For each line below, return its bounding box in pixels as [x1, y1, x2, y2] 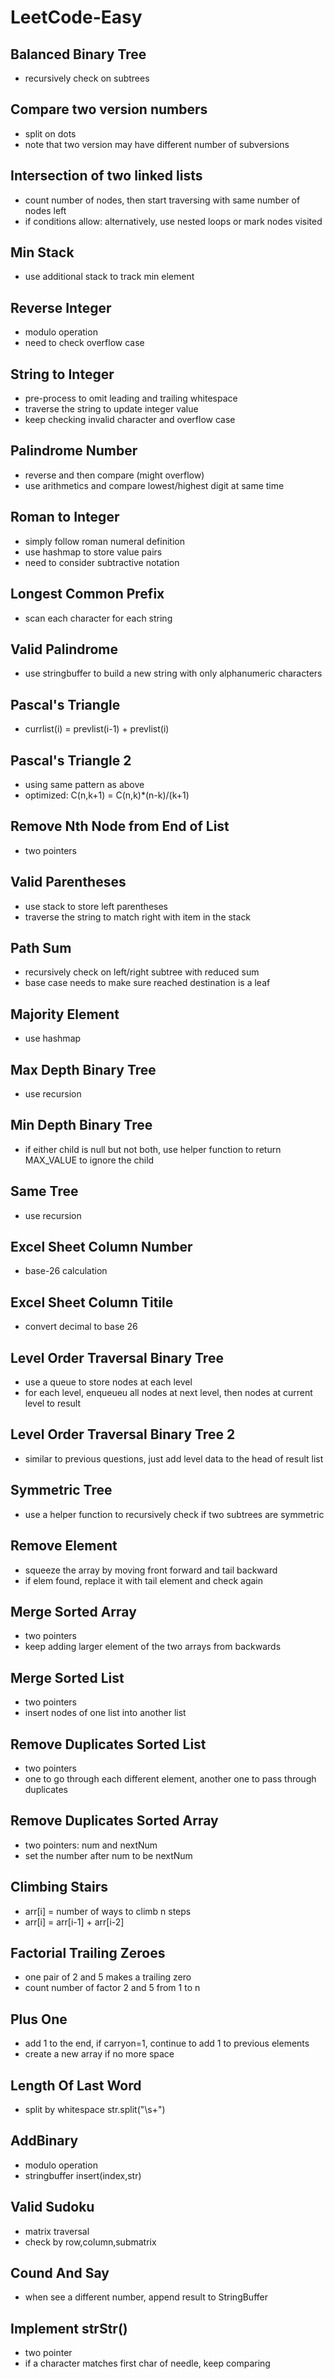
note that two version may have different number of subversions [24, 138, 290, 150]
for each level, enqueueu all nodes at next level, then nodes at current [24, 1387, 313, 1399]
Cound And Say [10, 2265, 110, 2282]
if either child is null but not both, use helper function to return [24, 1143, 282, 1155]
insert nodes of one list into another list [24, 1707, 187, 1719]
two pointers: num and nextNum [24, 1839, 158, 1851]
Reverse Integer [10, 299, 112, 316]
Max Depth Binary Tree [10, 1061, 157, 1078]
